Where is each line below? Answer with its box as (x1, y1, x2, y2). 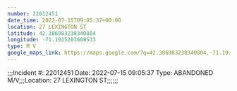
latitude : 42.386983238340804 (7, 29, 97, 37)
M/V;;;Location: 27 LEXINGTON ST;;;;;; (7, 76, 119, 84)
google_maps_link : (7, 50, 61, 57)
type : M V (7, 43, 37, 50)
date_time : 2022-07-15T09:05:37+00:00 (7, 17, 121, 24)
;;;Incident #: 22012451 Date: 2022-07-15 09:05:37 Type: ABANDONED (7, 68, 214, 77)
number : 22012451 (7, 10, 59, 17)
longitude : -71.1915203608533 (7, 36, 97, 43)
